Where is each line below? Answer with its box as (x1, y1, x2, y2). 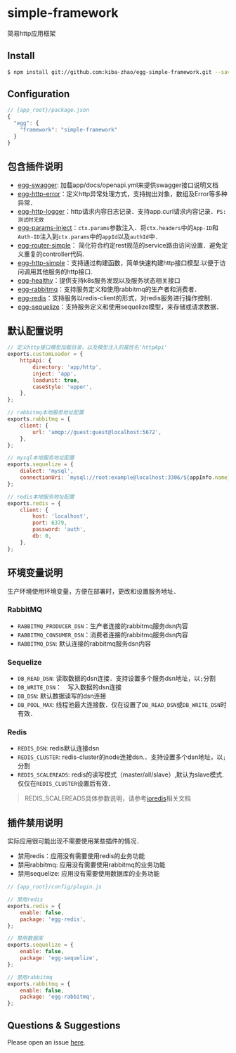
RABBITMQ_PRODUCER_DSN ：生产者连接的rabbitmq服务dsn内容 (17, 621, 188, 630)
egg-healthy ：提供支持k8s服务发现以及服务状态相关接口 (17, 276, 181, 284)
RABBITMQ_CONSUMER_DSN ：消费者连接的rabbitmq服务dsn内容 (17, 630, 188, 639)
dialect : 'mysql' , (20, 468, 74, 475)
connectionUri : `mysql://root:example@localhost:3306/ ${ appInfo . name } (20, 474, 231, 481)
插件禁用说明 (7, 817, 63, 829)
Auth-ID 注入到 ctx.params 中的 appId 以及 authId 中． (17, 232, 162, 241)
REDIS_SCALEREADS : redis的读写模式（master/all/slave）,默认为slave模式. (17, 770, 224, 779)
